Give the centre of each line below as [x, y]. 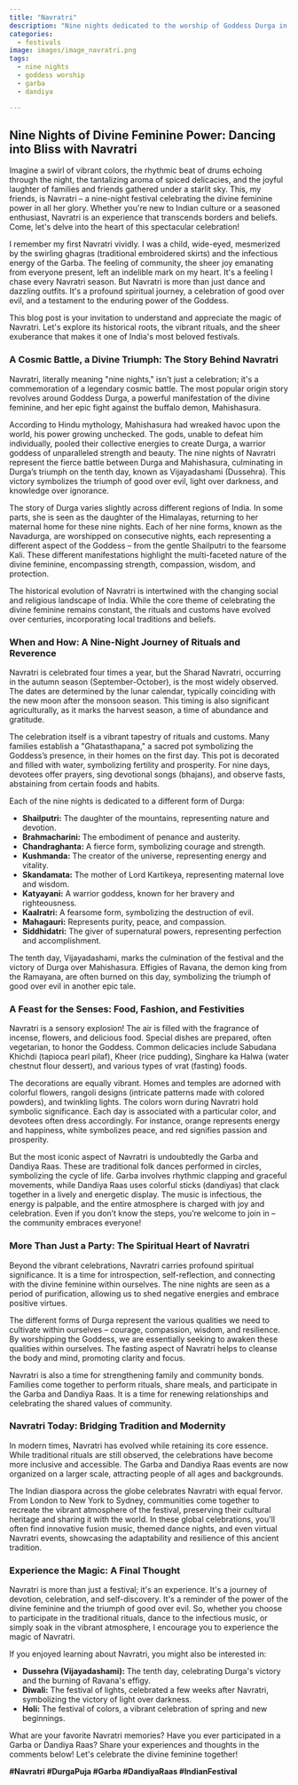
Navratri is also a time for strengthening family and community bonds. [137, 1374]
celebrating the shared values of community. [91, 1403]
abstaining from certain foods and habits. [84, 783]
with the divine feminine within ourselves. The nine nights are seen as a [140, 1284]
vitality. [35, 865]
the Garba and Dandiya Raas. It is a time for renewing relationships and [139, 1394]
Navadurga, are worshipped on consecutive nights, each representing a [140, 536]
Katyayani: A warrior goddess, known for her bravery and [128, 893]
